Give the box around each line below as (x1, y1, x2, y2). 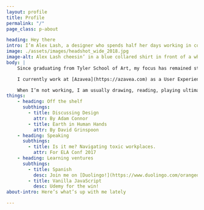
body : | (6, 59, 26, 66)
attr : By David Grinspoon (33, 127, 99, 133)
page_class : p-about (6, 26, 59, 32)
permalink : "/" (6, 20, 45, 26)
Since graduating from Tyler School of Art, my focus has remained (17, 65, 191, 71)
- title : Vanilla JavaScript (28, 178, 102, 184)
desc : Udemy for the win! (33, 183, 99, 189)
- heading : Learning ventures (17, 155, 94, 161)
